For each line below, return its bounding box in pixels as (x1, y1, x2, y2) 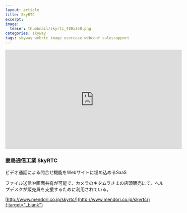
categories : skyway (5, 31, 46, 36)
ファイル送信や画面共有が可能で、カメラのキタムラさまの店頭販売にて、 (5, 180, 155, 186)
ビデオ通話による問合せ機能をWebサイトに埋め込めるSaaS (5, 170, 127, 176)
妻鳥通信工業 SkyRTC (5, 157, 58, 164)
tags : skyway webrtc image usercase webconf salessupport (5, 36, 130, 41)
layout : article (5, 7, 39, 13)
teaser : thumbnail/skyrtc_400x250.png (10, 26, 92, 31)
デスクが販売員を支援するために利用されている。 (9, 186, 111, 192)
